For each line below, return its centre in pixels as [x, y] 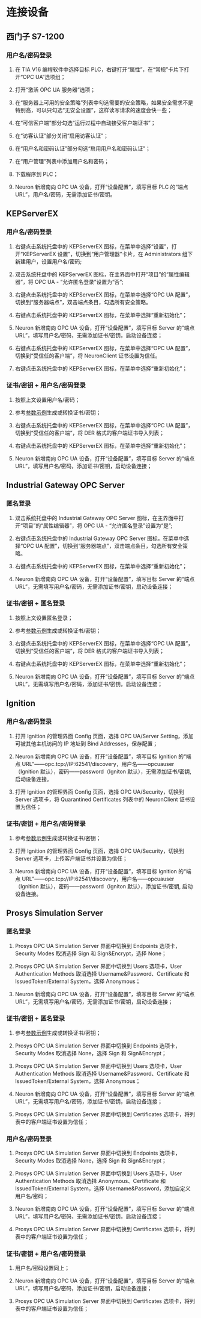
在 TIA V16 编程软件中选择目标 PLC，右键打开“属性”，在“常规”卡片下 [99, 69]
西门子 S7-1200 [35, 36]
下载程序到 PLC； [37, 174]
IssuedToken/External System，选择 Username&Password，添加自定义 [103, 1188]
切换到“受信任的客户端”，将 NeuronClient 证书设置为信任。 [88, 356]
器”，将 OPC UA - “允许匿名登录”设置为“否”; [69, 281]
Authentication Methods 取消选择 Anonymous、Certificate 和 [90, 1181]
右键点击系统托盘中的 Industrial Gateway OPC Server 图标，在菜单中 [99, 538]
